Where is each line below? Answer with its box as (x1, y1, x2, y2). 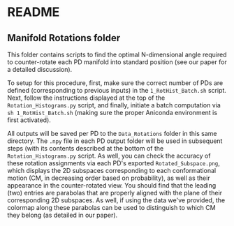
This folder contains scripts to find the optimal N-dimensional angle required (7, 50, 227, 59)
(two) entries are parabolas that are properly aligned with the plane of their (7, 189, 222, 197)
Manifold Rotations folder (7, 32, 121, 44)
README (7, 4, 60, 20)
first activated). (7, 116, 51, 124)
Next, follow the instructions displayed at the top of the (7, 93, 166, 102)
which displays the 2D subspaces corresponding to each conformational (7, 167, 217, 174)
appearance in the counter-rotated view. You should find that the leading (7, 181, 217, 189)
